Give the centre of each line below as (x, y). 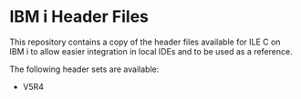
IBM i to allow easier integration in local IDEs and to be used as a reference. (151, 51)
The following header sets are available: (84, 69)
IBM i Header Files (79, 17)
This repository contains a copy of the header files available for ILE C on (145, 42)
